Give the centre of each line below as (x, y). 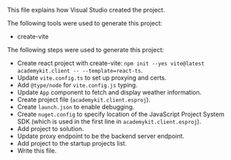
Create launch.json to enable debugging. (76, 107)
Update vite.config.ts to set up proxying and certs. (92, 78)
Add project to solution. (50, 129)
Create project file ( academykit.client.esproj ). (83, 100)
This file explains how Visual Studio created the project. (86, 10)
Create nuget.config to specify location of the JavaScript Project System (121, 114)
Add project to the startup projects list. (72, 143)
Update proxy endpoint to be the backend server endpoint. (101, 136)
